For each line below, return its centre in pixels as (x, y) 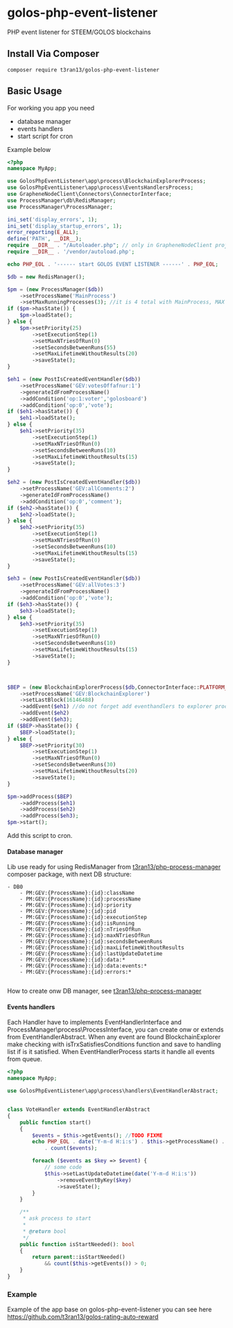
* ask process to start (57, 1219)
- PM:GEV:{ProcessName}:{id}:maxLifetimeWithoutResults (102, 948)
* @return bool (45, 1231)
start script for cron (45, 136)
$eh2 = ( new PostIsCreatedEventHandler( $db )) (74, 482)
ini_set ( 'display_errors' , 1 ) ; (52, 219)
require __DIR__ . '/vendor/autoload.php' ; (71, 252)
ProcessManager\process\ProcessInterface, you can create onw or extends (115, 1029)
